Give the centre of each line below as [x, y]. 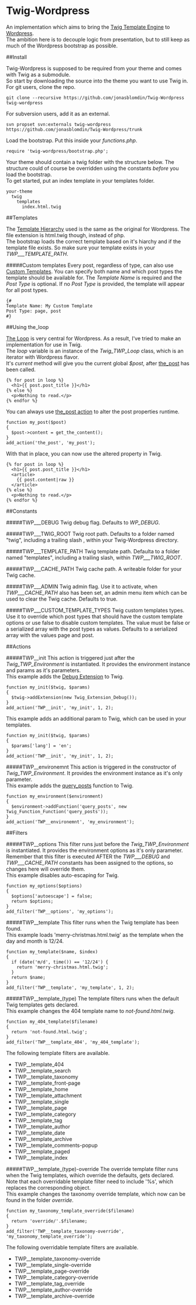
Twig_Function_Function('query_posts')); [57, 811]
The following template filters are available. [58, 1053]
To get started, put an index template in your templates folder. [80, 180]
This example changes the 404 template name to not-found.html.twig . [91, 1011]
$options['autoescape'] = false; [52, 896]
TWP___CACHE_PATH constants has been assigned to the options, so [90, 862]
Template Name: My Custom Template [49, 306]
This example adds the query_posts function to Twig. [70, 785]
